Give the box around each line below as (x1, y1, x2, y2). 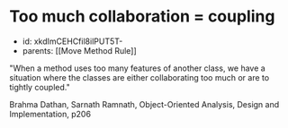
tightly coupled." (9, 81, 70, 92)
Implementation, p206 (9, 108, 92, 119)
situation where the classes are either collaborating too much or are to (9, 72, 270, 82)
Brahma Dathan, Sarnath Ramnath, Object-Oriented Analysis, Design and (9, 98, 280, 109)
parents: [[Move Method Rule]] (22, 45, 137, 55)
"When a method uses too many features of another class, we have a (9, 63, 265, 73)
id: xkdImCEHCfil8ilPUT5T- (22, 36, 123, 47)
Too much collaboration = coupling (9, 6, 275, 27)
